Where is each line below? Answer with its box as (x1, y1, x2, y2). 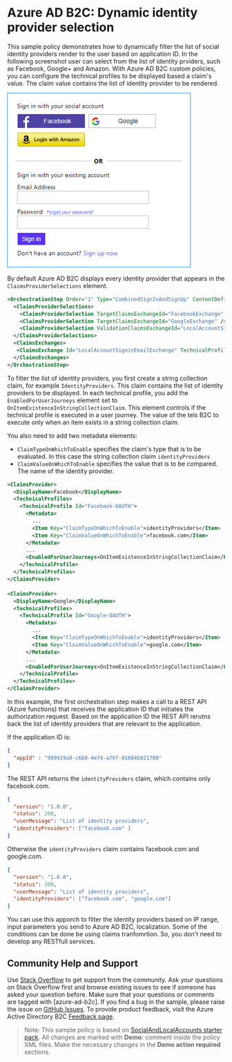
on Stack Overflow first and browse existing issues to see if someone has (7, 983, 216, 991)
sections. (23, 1048, 50, 1056)
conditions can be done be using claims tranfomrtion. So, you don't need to (7, 930, 222, 938)
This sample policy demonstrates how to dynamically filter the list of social (7, 42, 220, 50)
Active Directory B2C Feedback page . (7, 1012, 115, 1021)
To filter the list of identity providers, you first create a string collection (7, 374, 208, 382)
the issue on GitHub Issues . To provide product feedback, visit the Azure (7, 1005, 214, 1013)
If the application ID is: (7, 733, 71, 741)
